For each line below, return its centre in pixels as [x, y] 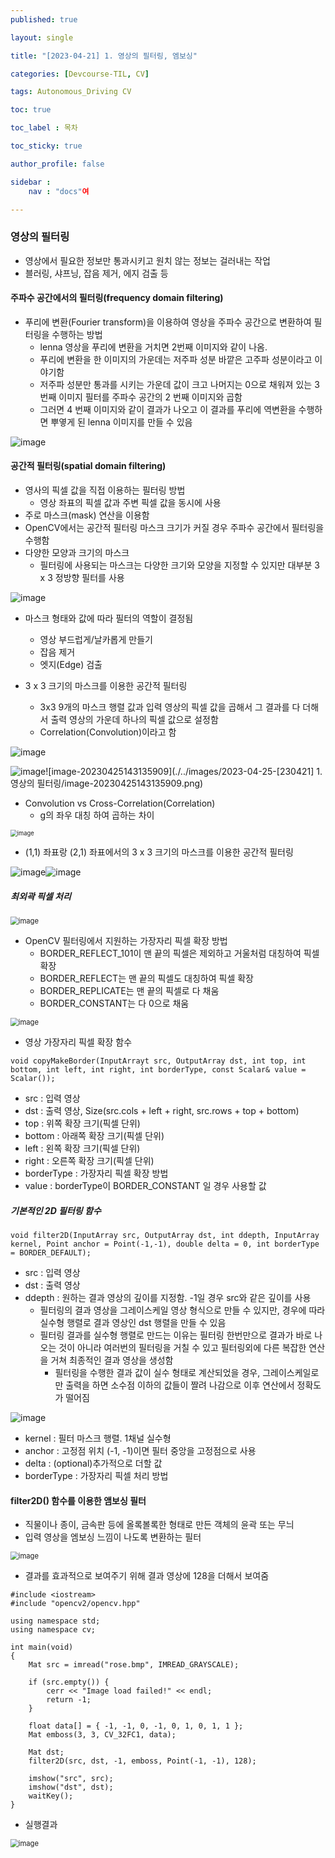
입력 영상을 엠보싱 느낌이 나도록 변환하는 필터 [113, 1537]
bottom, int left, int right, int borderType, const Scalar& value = [158, 1070]
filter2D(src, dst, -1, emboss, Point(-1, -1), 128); [142, 1761]
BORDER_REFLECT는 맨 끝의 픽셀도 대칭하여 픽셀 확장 [146, 978]
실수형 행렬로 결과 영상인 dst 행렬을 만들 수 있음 [133, 1323]
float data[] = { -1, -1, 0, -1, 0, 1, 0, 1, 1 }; [136, 1726]
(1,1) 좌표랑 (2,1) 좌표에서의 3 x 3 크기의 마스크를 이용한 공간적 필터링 [159, 852]
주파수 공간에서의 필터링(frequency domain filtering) [117, 298]
